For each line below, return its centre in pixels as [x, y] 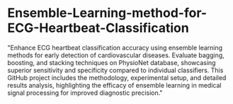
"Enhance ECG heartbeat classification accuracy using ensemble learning [115, 47]
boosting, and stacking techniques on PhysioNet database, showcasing [112, 62]
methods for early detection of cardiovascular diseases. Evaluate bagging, [116, 55]
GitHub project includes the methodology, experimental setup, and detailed [117, 77]
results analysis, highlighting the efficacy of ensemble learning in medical [114, 85]
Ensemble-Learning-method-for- [107, 13]
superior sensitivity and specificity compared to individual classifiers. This [115, 70]
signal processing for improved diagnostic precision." [85, 93]
